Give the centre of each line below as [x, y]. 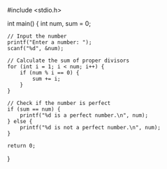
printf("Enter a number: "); [50, 42]
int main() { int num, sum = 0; [49, 23]
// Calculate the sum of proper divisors [68, 61]
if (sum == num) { [34, 109]
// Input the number [37, 36]
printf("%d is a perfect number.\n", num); [84, 115]
